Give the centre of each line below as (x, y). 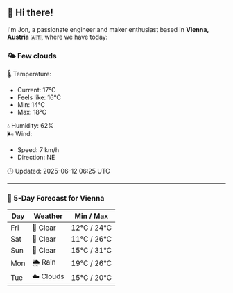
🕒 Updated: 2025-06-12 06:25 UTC (59, 171)
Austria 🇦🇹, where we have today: (58, 37)
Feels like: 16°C (39, 97)
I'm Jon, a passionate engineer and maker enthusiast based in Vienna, (108, 29)
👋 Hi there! (31, 13)
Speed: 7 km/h (38, 150)
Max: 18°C (32, 112)
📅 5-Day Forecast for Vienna (56, 199)
